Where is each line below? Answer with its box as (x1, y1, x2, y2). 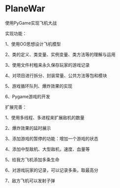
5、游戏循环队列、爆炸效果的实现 (5, 83, 73, 89)
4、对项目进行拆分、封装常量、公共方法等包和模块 (5, 72, 107, 78)
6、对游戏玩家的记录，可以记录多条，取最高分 (5, 167, 98, 173)
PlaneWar (5, 3, 45, 14)
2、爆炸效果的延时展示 (5, 125, 51, 131)
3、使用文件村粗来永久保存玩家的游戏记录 (5, 62, 90, 68)
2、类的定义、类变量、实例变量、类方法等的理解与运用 (5, 51, 116, 57)
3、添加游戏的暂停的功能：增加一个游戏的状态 (5, 136, 98, 141)
